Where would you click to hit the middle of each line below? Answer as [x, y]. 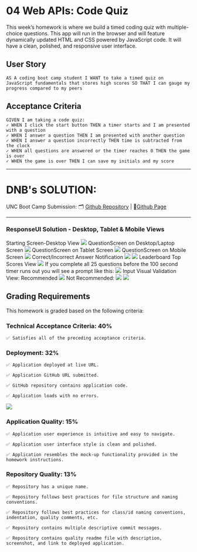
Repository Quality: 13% [41, 474]
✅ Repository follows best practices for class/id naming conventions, [96, 512]
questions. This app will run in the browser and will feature [94, 33]
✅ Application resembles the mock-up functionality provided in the [92, 454]
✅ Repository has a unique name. [47, 487]
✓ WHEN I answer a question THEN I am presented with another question [95, 135]
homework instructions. [35, 460]
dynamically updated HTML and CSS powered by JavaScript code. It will [94, 39]
